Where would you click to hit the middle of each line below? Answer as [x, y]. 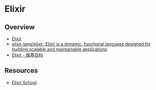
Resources [21, 71]
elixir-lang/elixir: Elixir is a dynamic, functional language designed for [81, 44]
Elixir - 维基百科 [27, 55]
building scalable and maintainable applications [59, 49]
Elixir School [24, 82]
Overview [20, 27]
